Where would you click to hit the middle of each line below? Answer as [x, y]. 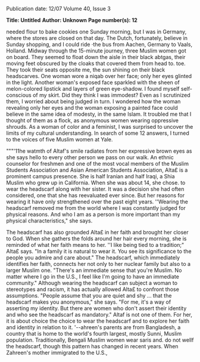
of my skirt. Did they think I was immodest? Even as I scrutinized [111, 95]
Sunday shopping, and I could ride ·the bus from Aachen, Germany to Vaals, [99, 44]
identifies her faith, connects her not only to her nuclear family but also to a [99, 264]
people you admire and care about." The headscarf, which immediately [93, 258]
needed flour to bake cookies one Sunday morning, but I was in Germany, [96, 32]
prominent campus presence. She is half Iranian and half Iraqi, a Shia [90, 176]
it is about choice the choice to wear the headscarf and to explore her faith [98, 321]
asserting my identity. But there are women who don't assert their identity [96, 308]
